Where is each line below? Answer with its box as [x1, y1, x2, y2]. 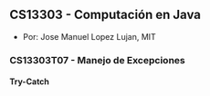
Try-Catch [9, 76, 50, 87]
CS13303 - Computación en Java [9, 7, 202, 23]
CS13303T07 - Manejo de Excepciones [9, 53, 185, 66]
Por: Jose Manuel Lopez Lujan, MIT [22, 31, 157, 42]
